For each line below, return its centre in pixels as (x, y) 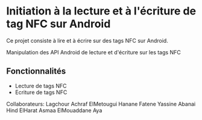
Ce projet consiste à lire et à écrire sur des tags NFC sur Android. (87, 40)
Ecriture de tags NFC (41, 92)
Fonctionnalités (36, 71)
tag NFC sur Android (58, 24)
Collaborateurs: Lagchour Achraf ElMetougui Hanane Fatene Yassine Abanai (101, 104)
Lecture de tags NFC (41, 86)
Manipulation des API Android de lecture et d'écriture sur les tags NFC (93, 52)
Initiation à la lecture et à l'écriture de (101, 11)
